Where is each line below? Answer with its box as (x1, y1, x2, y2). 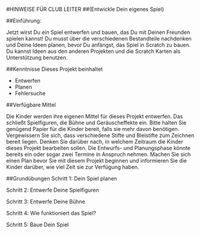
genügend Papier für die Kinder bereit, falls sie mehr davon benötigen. (6, 126, 180, 132)
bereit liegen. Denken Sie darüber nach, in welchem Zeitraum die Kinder (6, 138, 183, 145)
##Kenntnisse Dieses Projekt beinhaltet (6, 65, 103, 73)
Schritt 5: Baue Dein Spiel (6, 221, 69, 228)
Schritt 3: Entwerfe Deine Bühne (6, 198, 85, 205)
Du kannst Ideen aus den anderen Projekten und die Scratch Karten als (6, 48, 181, 55)
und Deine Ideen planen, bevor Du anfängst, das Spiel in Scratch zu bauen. (6, 42, 191, 48)
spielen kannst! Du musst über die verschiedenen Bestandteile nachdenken (6, 35, 192, 42)
